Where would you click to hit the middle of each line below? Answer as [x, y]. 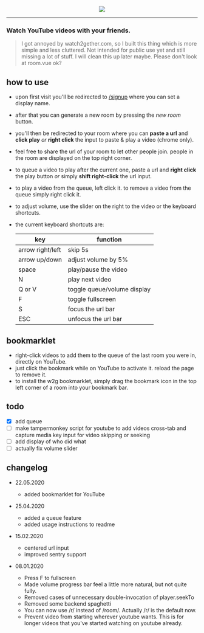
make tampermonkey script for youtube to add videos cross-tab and [100, 428]
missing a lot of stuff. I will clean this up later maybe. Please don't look [109, 57]
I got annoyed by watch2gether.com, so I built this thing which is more [109, 44]
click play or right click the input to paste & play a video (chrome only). [104, 140]
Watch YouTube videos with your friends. [69, 30]
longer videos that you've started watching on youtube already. [104, 623]
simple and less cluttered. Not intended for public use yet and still [103, 50]
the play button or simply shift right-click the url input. [83, 176]
